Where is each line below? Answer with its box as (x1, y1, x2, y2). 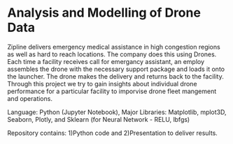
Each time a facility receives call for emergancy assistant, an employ (7, 57, 205, 65)
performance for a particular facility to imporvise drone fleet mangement (7, 87, 217, 95)
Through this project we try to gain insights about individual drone (7, 79, 197, 88)
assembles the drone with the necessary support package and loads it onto (7, 65, 225, 73)
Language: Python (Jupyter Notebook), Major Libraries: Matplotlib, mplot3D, (7, 108, 227, 116)
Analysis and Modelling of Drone (7, 5, 202, 21)
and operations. (7, 94, 52, 102)
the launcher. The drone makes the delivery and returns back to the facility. (7, 72, 224, 81)
